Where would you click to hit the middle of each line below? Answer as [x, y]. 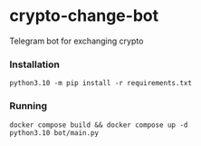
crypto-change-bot [84, 16]
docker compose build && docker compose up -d [99, 125]
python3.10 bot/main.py [54, 132]
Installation [35, 64]
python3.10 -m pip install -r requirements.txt [101, 83]
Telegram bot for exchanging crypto [77, 41]
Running [29, 106]
